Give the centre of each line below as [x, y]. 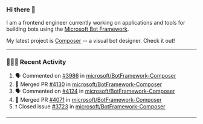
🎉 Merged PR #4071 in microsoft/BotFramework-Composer [88, 99]
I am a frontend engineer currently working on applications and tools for [96, 23]
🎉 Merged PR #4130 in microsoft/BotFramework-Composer [89, 84]
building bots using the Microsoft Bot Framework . [68, 29]
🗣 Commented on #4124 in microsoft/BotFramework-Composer [95, 91]
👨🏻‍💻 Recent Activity [36, 62]
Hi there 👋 [21, 10]
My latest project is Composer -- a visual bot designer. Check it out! [91, 41]
